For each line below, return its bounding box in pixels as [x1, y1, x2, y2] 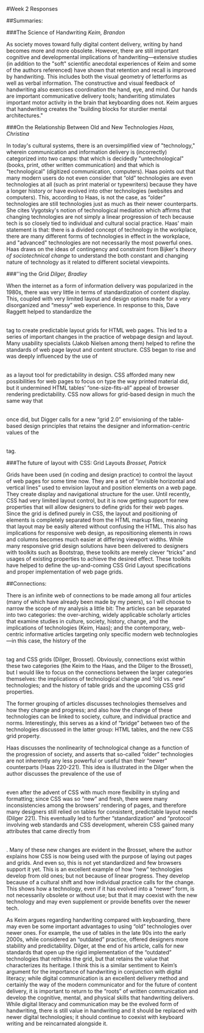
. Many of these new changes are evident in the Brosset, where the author [6, 847, 192, 853]
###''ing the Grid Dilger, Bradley [6, 271, 88, 277]
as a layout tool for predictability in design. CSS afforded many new [6, 371, 175, 378]
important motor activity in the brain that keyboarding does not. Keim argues [6, 99, 198, 106]
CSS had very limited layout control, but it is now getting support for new [6, 497, 189, 504]
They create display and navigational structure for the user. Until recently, [6, 491, 191, 497]
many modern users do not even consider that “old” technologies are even [6, 174, 193, 182]
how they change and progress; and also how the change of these [6, 706, 173, 714]
